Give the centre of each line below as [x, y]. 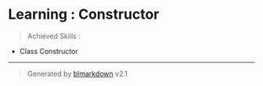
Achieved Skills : [54, 36]
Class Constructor [49, 51]
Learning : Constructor [84, 14]
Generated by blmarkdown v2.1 [77, 73]
